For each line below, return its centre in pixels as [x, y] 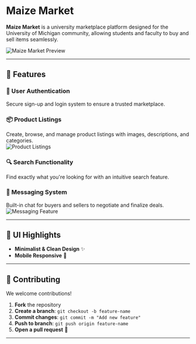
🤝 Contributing [33, 279]
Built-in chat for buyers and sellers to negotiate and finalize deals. [85, 205]
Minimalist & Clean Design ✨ [50, 249]
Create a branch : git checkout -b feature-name [72, 311]
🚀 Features [26, 74]
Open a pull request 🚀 [41, 330]
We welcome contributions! [39, 294]
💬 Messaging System [36, 192]
